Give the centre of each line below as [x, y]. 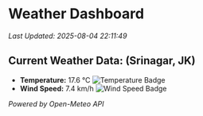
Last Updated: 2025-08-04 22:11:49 [68, 36]
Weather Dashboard [76, 14]
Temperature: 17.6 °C [55, 79]
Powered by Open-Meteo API [57, 103]
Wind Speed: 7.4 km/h [57, 88]
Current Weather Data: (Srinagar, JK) [102, 61]
